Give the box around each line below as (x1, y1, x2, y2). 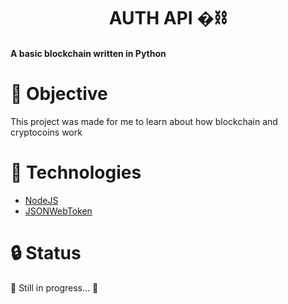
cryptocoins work (10, 126, 83, 138)
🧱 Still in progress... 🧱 (10, 281, 99, 294)
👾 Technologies (10, 161, 142, 184)
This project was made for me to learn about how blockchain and (10, 115, 278, 127)
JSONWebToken (24, 205, 93, 217)
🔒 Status (10, 241, 82, 264)
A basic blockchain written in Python (10, 47, 167, 59)
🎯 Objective (10, 82, 108, 105)
